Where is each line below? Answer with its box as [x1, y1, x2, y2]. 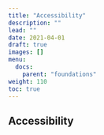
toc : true [8, 84, 41, 93]
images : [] [8, 48, 44, 56]
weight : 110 [8, 77, 47, 85]
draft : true [8, 41, 47, 49]
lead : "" [8, 26, 37, 34]
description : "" [8, 19, 61, 27]
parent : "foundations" [22, 70, 97, 78]
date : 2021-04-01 [8, 33, 65, 42]
